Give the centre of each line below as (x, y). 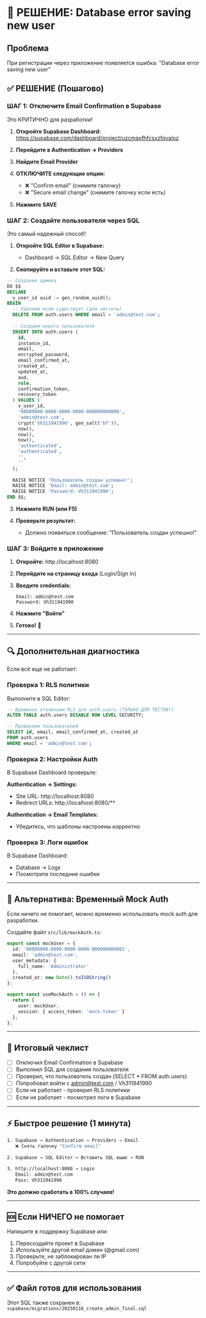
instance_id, (35, 343)
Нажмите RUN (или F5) (46, 509)
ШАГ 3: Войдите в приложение (55, 549)
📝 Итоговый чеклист (48, 1048)
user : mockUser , (39, 1006)
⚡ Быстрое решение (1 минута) (69, 1123)
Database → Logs (38, 867)
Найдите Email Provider (47, 161)
